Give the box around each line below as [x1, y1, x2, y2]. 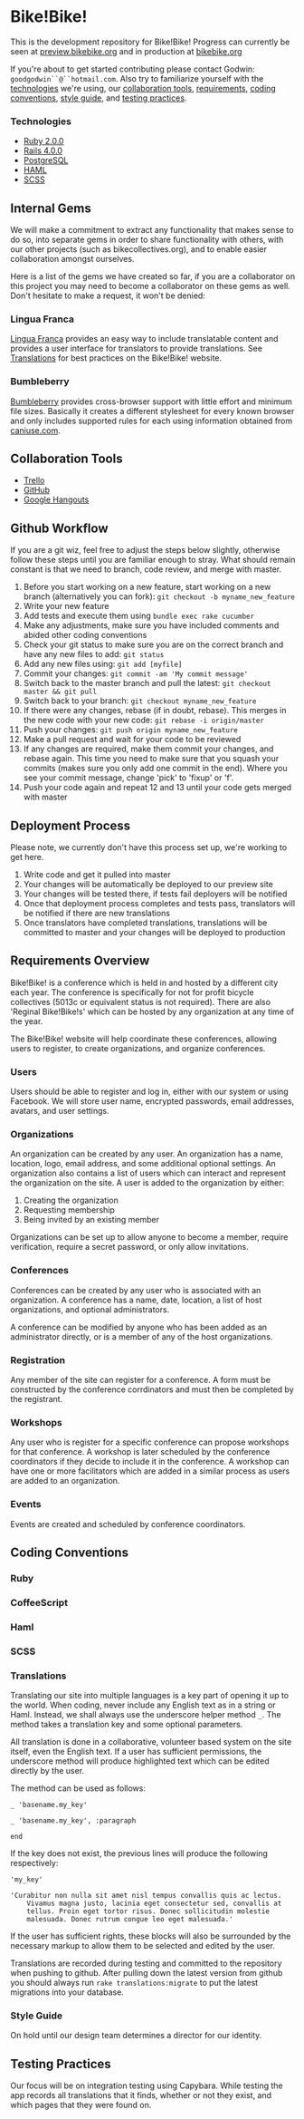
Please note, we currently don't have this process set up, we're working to [10, 842, 288, 853]
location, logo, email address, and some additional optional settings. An [10, 1158, 277, 1169]
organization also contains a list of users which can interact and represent [10, 1167, 286, 1179]
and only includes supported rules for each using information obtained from [10, 415, 293, 426]
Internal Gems [10, 200, 91, 216]
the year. [10, 1015, 43, 1026]
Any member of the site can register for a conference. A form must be [10, 1375, 271, 1386]
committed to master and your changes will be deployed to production [23, 927, 286, 938]
